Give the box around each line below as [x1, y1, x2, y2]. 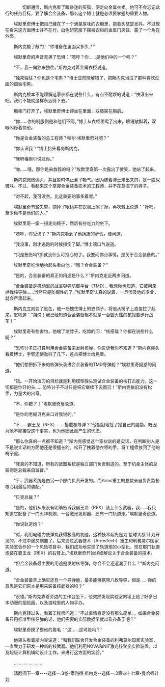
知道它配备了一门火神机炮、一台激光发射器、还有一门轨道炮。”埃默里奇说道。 [5, 511, 160, 517]
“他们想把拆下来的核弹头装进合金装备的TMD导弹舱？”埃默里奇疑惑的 [13, 361, 152, 367]
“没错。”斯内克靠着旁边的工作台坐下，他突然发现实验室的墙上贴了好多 [13, 594, 153, 599]
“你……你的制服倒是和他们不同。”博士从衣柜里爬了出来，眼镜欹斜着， [13, 118, 152, 124]
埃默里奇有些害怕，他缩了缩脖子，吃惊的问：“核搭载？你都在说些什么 [13, 329, 154, 334]
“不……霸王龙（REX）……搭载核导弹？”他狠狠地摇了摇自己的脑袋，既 [13, 422, 153, 427]
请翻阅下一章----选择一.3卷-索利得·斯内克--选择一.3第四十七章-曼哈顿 [13, 670, 155, 676]
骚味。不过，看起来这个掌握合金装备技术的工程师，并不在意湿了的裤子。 [5, 183, 151, 189]
